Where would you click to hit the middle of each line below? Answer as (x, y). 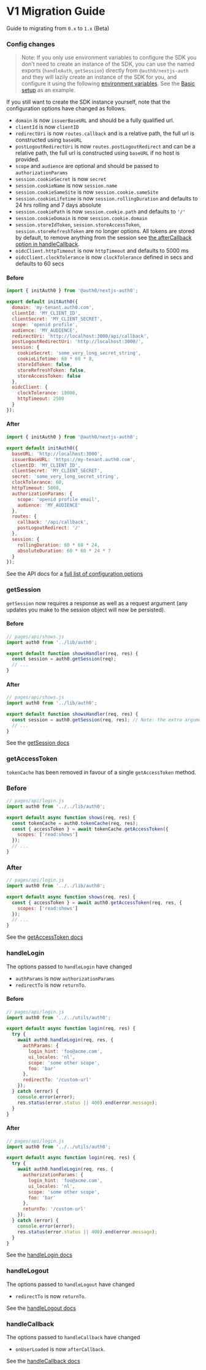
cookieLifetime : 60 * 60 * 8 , (56, 359)
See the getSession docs (38, 743)
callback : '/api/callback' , (53, 522)
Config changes (31, 44)
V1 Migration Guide (56, 11)
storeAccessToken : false (49, 376)
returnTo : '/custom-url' (54, 1209)
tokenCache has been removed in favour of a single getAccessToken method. (101, 772)
